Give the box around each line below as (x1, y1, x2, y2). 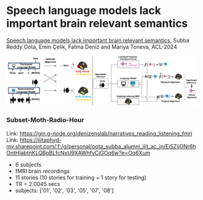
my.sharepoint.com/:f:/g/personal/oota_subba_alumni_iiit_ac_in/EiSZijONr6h (6, 142, 196, 150)
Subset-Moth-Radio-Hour (6, 116, 84, 125)
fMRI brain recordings (15, 167, 70, 174)
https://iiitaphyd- (19, 136, 62, 143)
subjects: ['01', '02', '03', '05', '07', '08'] (15, 187, 114, 194)
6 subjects (15, 160, 42, 168)
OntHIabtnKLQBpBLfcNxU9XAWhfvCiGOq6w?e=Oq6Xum (6, 149, 151, 156)
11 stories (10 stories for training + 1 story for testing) (15, 174, 147, 181)
